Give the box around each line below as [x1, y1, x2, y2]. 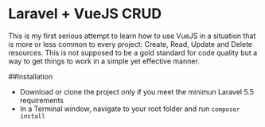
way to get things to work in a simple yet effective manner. [8, 56, 201, 66]
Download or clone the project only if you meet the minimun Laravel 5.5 [19, 87, 255, 96]
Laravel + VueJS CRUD [8, 5, 162, 23]
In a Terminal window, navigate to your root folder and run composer [19, 104, 240, 114]
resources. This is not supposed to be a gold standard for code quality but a [8, 48, 258, 57]
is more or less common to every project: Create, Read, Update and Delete [8, 39, 253, 48]
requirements [19, 95, 64, 105]
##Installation [8, 71, 53, 81]
